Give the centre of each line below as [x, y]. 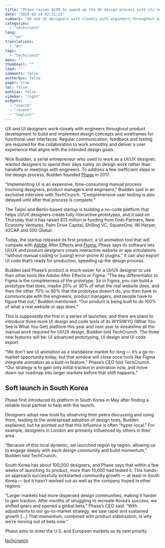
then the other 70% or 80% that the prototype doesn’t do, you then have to [81, 291]
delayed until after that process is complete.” [50, 200]
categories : [17, 23]
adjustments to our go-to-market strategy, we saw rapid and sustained [77, 511]
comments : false [22, 74]
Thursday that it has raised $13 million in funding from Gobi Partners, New [80, 219]
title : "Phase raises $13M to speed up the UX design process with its [80, 10]
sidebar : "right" [23, 96]
